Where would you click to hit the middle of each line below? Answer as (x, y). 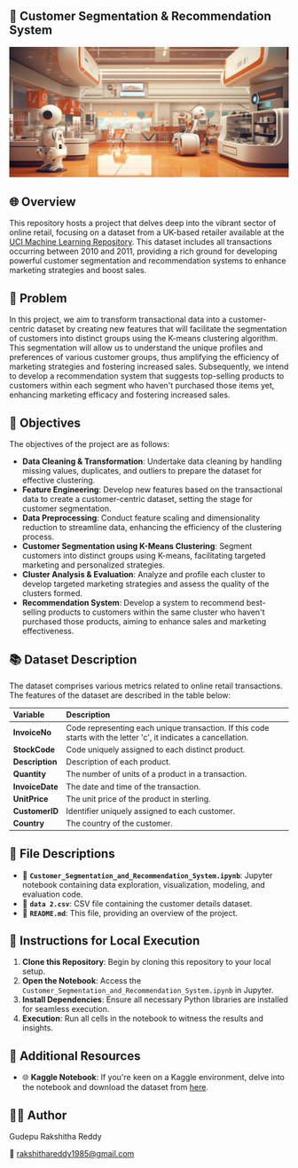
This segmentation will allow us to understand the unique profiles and (136, 348)
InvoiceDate (36, 787)
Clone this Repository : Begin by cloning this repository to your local (146, 962)
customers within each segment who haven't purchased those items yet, (142, 386)
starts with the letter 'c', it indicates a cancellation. (157, 737)
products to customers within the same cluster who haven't (157, 612)
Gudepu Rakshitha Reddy (55, 1137)
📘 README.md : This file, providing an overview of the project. (129, 913)
